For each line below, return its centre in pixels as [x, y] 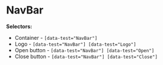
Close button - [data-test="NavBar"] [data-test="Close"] [86, 56]
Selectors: [19, 26]
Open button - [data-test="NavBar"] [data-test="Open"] [84, 50]
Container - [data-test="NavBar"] [56, 37]
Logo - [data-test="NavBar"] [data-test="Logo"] [75, 44]
